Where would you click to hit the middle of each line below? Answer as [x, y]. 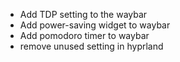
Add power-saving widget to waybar [95, 25]
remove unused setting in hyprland [91, 46]
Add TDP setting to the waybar [83, 14]
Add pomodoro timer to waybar [84, 35]
